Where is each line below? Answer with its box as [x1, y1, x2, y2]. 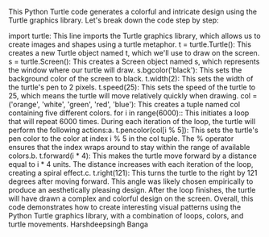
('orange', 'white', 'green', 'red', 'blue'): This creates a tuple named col [8, 100, 240, 109]
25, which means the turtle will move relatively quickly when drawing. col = [8, 91, 258, 100]
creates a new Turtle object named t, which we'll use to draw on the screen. [8, 48, 260, 57]
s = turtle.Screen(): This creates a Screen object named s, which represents [8, 56, 260, 66]
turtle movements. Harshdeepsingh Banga [8, 219, 149, 229]
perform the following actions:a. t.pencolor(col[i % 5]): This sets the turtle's [8, 125, 259, 135]
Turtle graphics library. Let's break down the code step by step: [8, 15, 219, 25]
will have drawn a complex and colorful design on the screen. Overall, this [8, 193, 254, 203]
